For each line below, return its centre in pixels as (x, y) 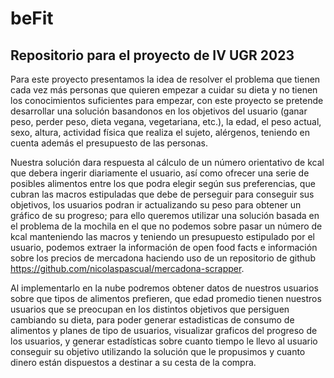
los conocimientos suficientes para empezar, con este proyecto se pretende (167, 100)
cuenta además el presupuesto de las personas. (109, 143)
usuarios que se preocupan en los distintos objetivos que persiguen (150, 309)
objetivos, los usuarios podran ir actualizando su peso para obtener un (156, 205)
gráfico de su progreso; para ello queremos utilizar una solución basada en (165, 215)
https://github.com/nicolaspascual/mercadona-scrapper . (127, 268)
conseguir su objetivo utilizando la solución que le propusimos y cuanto (158, 351)
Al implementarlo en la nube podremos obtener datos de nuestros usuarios (165, 288)
